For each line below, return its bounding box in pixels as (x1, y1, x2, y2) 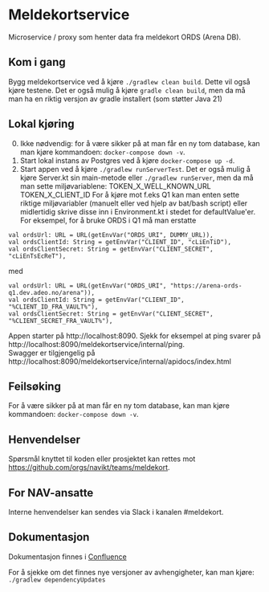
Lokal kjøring (8, 117, 75, 131)
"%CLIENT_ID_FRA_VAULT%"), (8, 303, 99, 311)
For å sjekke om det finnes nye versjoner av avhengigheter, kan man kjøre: (8, 567, 255, 577)
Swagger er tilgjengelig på (8, 348, 96, 357)
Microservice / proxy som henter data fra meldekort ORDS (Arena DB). (8, 32, 242, 42)
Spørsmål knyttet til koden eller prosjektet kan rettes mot (8, 454, 196, 463)
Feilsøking (8, 379, 62, 393)
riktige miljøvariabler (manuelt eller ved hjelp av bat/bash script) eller (19, 198, 248, 208)
